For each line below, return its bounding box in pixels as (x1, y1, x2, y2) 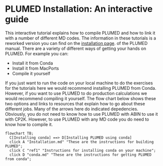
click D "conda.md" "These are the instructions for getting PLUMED (9, 152, 152, 157)
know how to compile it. (5, 121, 53, 127)
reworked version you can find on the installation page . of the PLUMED (5, 40, 148, 46)
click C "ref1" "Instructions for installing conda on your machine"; (9, 148, 156, 153)
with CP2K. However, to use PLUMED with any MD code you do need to (5, 116, 149, 122)
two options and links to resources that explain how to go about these (5, 101, 145, 106)
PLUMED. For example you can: (5, 50, 69, 57)
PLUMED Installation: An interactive (5, 3, 153, 15)
